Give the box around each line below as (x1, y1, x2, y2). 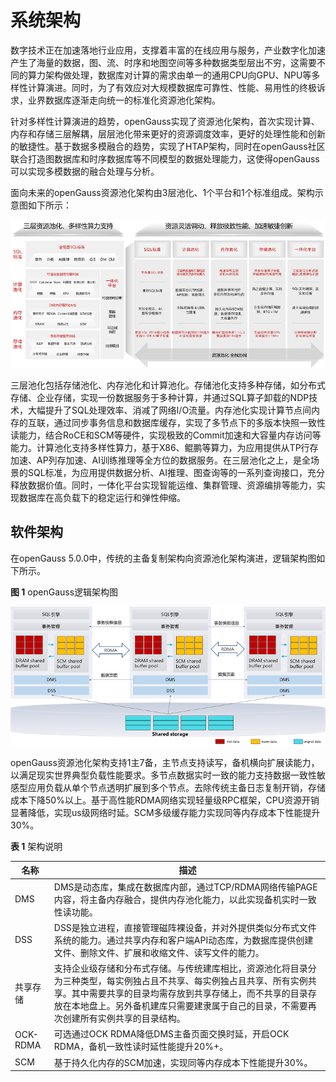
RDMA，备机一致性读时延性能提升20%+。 (53, 1041, 229, 1053)
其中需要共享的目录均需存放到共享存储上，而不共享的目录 (71, 987, 308, 1000)
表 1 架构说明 (10, 840, 63, 852)
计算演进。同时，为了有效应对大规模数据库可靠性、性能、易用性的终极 (27, 81, 317, 93)
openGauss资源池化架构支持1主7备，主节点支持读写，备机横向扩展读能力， (10, 756, 320, 768)
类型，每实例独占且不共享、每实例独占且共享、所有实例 (79, 975, 308, 987)
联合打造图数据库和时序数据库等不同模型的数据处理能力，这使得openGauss (10, 152, 320, 165)
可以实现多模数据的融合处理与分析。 (10, 165, 160, 177)
